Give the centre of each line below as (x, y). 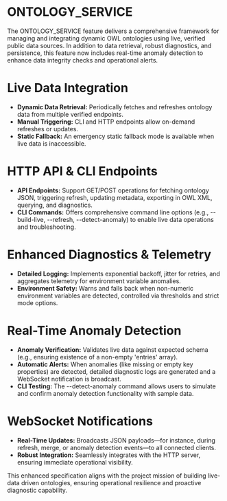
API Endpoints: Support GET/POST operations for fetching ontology (113, 190)
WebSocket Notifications (80, 421)
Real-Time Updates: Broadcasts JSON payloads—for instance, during (116, 440)
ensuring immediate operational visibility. (75, 462)
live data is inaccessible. (51, 143)
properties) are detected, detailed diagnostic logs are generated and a (116, 371)
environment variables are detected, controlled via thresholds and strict (118, 296)
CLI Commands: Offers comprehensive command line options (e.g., (113, 212)
